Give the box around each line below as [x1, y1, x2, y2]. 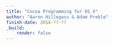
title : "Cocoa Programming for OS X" [6, 8, 98, 15]
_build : [6, 25, 25, 31]
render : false [16, 30, 51, 36]
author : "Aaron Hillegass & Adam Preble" [6, 14, 109, 20]
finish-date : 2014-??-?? [6, 19, 67, 25]
